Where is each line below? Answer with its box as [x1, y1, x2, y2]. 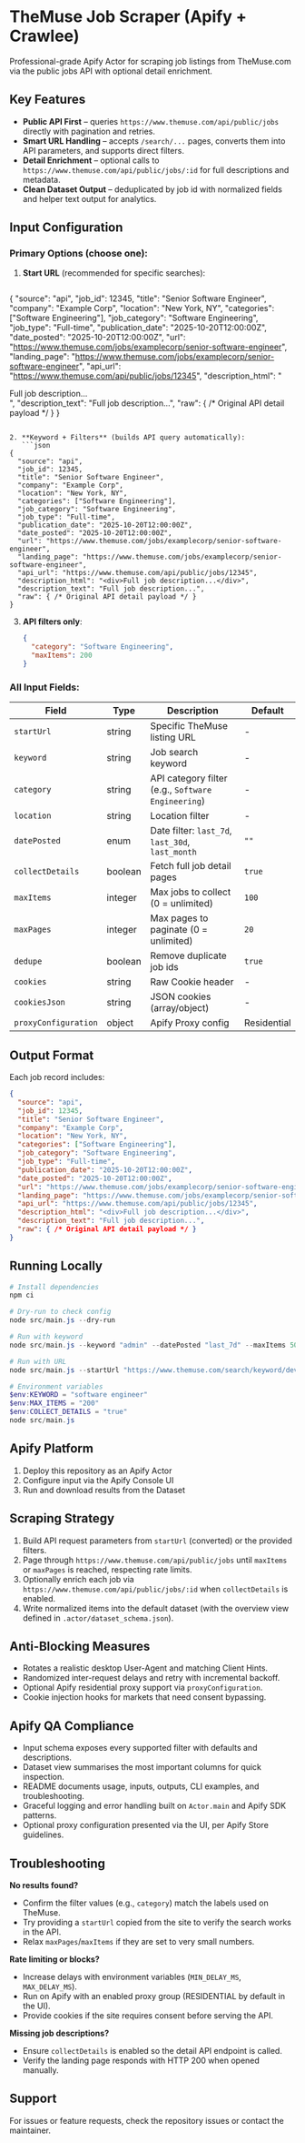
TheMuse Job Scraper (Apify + [9, 6, 247, 27]
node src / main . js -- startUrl [9, 1365, 120, 1375]
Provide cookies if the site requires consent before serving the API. [22, 2010, 274, 2021]
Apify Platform [9, 1440, 93, 1457]
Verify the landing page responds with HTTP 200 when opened [22, 2055, 261, 2067]
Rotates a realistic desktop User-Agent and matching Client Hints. [22, 1663, 269, 1673]
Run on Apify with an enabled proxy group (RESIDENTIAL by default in [22, 1991, 286, 2002]
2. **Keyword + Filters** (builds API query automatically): [9, 433, 246, 442]
